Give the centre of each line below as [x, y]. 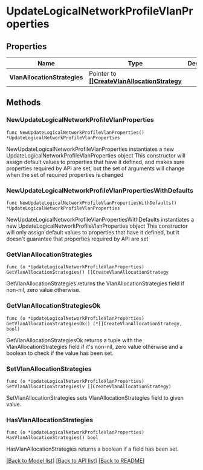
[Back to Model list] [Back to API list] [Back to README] [76, 461]
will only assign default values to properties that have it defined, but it [93, 232]
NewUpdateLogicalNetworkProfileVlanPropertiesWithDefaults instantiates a [100, 219]
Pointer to [102, 74]
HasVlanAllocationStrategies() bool [52, 438]
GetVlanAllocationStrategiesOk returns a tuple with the [74, 340]
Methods [24, 103]
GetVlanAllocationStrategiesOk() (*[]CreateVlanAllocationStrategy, [94, 323]
